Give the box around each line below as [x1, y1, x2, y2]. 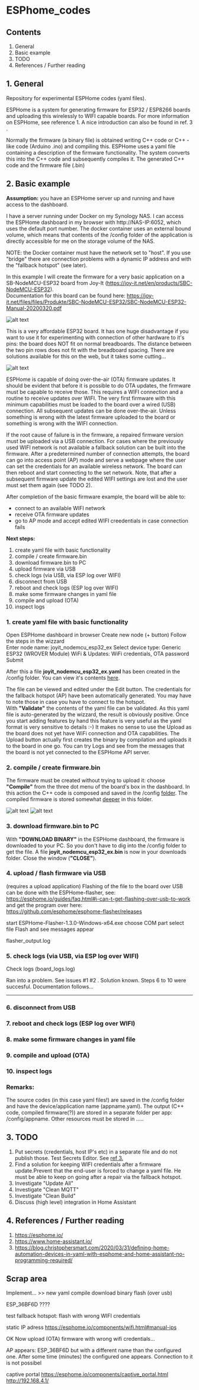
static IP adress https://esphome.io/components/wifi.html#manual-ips [6, 1324, 177, 1331]
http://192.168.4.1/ [6, 1377, 49, 1384]
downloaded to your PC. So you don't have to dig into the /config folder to [6, 842, 187, 849]
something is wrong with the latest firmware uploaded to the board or [6, 413, 176, 421]
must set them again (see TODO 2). [6, 481, 93, 489]
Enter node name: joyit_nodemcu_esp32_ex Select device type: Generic [6, 643, 181, 651]
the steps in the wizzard [6, 638, 65, 645]
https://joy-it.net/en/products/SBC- [107, 279, 193, 286]
